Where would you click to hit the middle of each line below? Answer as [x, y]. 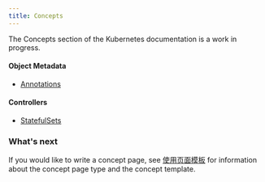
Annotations [40, 84]
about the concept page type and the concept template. [102, 169]
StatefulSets [41, 121]
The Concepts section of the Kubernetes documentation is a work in [123, 39]
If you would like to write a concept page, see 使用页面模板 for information [133, 160]
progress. [24, 47]
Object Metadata [37, 66]
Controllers [28, 103]
